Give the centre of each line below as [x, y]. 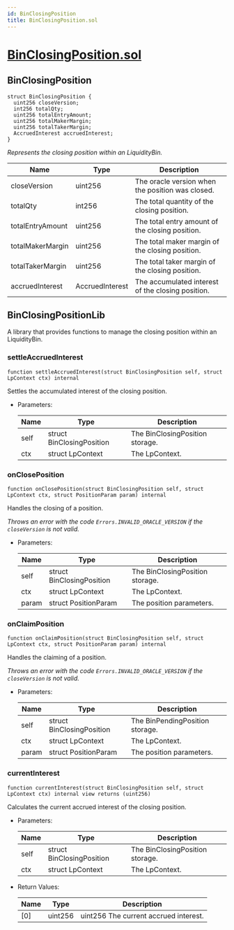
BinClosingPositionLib [56, 315]
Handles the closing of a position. [55, 508]
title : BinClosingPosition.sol [53, 20]
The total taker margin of [175, 261]
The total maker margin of [177, 242]
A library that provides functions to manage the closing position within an [112, 332]
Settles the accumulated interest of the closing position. [87, 391]
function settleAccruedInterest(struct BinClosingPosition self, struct [115, 372]
